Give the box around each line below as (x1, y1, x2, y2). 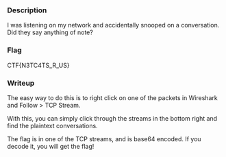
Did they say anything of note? (7, 28, 94, 36)
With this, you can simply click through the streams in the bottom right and (7, 114, 218, 122)
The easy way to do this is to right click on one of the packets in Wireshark (7, 93, 218, 101)
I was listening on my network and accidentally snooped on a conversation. (7, 21, 220, 29)
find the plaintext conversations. (7, 121, 98, 130)
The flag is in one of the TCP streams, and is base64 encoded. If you (7, 134, 201, 143)
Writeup (7, 78, 35, 88)
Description (7, 5, 47, 15)
